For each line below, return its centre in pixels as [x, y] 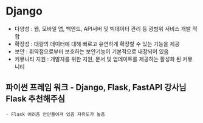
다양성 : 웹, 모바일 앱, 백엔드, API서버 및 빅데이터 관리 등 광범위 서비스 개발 [102, 28]
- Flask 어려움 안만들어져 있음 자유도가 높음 [55, 114]
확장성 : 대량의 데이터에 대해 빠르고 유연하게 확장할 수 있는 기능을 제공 [97, 44]
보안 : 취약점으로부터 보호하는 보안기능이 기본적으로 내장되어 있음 [91, 51]
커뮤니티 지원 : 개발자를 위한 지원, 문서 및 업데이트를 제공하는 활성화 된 [98, 59]
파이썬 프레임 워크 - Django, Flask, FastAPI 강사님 [96, 88]
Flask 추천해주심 [35, 99]
